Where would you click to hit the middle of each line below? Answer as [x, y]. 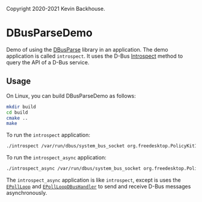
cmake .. [17, 118]
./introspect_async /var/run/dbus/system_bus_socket [74, 169]
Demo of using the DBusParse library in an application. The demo [87, 49]
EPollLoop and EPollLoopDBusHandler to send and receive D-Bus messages [99, 186]
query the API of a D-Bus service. [48, 62]
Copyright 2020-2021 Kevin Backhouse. [56, 9]
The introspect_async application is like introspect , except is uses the [94, 180]
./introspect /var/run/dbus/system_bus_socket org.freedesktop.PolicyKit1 [102, 146]
